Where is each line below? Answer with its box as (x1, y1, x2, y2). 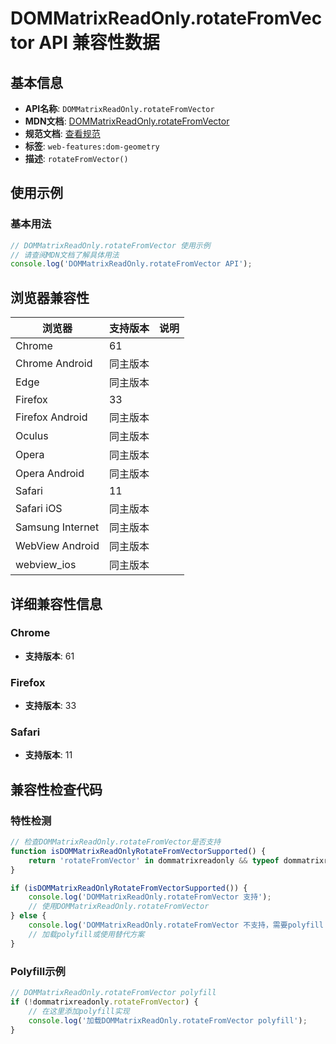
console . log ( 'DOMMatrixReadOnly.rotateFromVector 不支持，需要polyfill (28, 920, 324, 931)
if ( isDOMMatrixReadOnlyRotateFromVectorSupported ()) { (10, 883, 248, 893)
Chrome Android (15, 357, 93, 371)
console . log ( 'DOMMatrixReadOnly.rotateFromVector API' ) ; (10, 259, 253, 269)
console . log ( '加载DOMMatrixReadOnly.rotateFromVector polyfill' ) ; (28, 1015, 308, 1026)
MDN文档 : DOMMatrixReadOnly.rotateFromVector (24, 115, 230, 127)
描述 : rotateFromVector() (24, 153, 129, 164)
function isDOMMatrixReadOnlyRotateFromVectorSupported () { (10, 846, 267, 856)
